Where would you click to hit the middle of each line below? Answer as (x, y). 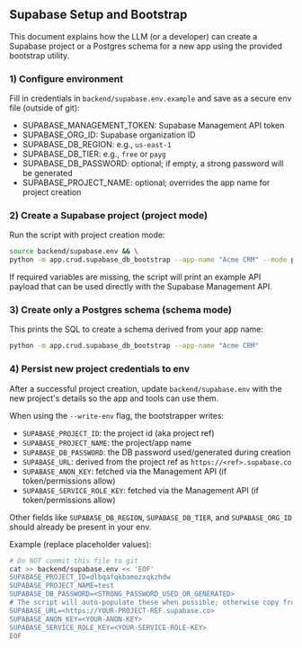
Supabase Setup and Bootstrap (98, 15)
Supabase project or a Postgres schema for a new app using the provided (146, 46)
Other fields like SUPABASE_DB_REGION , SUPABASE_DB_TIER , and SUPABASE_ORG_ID (151, 517)
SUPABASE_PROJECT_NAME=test (62, 586)
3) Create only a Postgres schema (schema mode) (120, 310)
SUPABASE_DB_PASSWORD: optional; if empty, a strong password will (153, 164)
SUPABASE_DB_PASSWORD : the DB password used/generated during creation (156, 452)
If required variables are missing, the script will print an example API (135, 277)
